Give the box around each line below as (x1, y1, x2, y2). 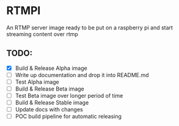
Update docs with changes (15, 106, 84, 113)
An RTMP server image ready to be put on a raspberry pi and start (6, 24, 173, 31)
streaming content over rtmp (6, 30, 78, 37)
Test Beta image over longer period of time (15, 92, 123, 99)
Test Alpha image (15, 78, 59, 86)
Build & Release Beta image (15, 85, 84, 92)
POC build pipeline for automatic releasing (15, 113, 122, 120)
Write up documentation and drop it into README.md (15, 71, 149, 78)
